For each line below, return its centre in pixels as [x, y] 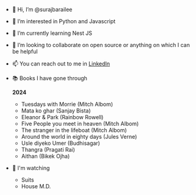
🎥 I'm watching [31, 168]
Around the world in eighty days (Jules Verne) [79, 137]
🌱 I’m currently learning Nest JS [52, 33]
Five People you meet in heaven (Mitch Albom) [80, 123]
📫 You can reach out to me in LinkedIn [61, 64]
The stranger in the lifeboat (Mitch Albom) [74, 130]
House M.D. [36, 186]
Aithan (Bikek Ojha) [45, 156]
